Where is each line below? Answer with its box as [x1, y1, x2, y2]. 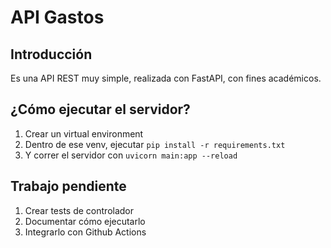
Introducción [10, 46, 93, 63]
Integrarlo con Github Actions [24, 226, 147, 238]
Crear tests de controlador [24, 204, 135, 216]
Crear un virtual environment [24, 127, 144, 140]
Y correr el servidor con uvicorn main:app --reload [24, 149, 238, 161]
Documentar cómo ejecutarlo [24, 215, 146, 227]
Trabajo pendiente [10, 178, 127, 195]
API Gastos [10, 6, 105, 29]
